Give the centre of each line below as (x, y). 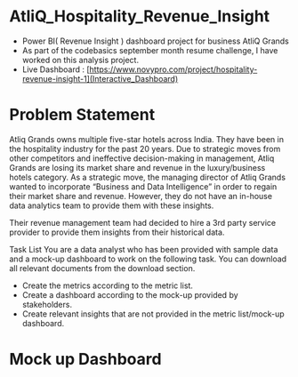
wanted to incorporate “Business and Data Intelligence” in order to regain (143, 186)
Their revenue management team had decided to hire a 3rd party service (143, 222)
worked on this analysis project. (81, 60)
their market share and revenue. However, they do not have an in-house (141, 196)
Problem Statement (82, 115)
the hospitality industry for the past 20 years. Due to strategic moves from (145, 148)
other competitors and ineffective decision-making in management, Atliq (142, 158)
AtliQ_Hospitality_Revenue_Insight (140, 16)
